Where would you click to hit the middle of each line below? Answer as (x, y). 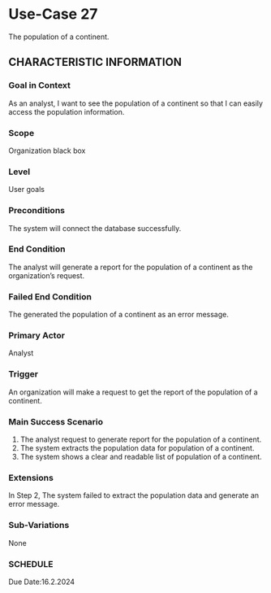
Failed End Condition (50, 296)
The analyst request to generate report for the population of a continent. (141, 439)
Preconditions (37, 211)
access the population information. (67, 111)
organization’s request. (47, 275)
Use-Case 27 (53, 14)
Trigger (24, 374)
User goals (26, 190)
